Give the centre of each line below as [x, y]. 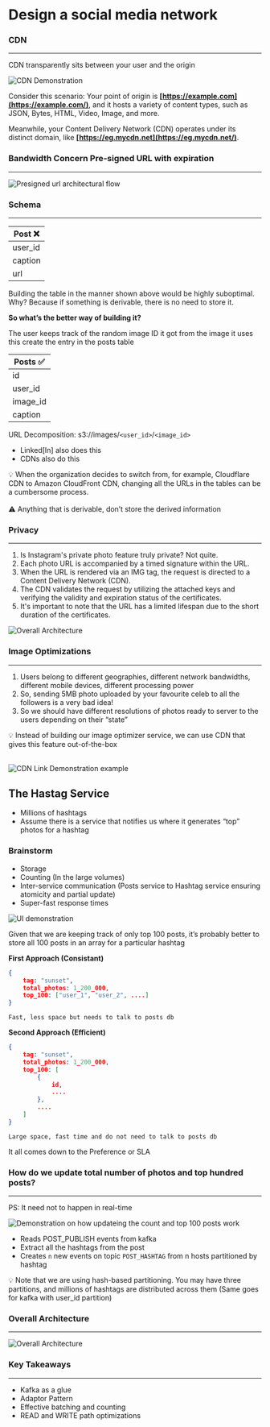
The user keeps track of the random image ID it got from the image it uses [131, 334]
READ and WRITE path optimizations [80, 1415]
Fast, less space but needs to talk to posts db [91, 1018]
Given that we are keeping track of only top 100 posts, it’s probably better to [134, 934]
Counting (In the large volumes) [72, 877]
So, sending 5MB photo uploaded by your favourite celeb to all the [130, 694]
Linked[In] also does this [61, 450]
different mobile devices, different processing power [107, 685]
